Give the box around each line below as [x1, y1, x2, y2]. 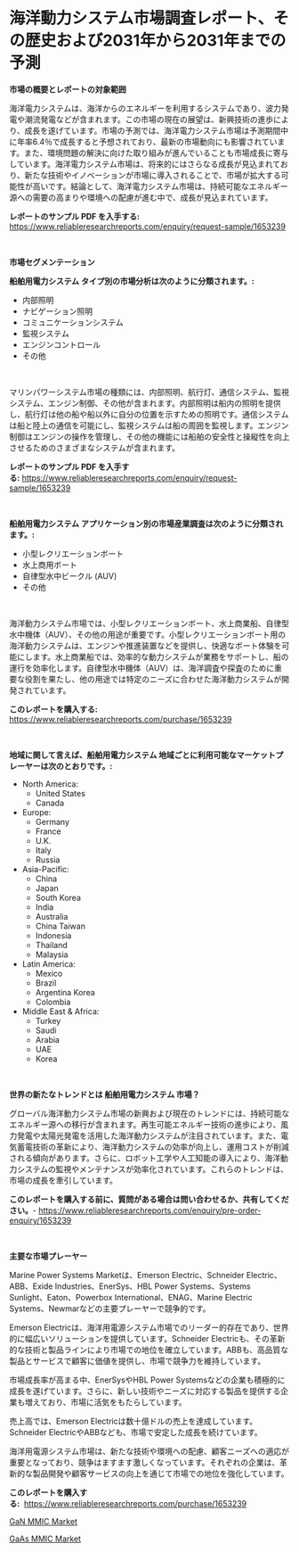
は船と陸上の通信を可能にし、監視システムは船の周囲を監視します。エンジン [9, 420, 289, 431]
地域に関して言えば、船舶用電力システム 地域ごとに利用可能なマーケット [9, 749, 276, 760]
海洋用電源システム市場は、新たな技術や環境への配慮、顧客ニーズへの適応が [9, 1446, 289, 1457]
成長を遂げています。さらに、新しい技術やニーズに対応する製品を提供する [9, 1385, 281, 1396]
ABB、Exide [9, 1281, 53, 1292]
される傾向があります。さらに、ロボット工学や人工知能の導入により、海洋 [9, 1152, 281, 1163]
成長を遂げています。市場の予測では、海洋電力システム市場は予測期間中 [24, 125, 289, 136]
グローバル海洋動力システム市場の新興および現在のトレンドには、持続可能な [9, 1108, 290, 1119]
